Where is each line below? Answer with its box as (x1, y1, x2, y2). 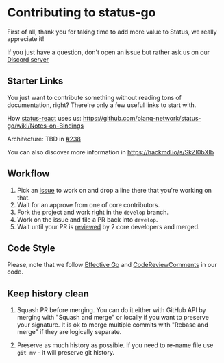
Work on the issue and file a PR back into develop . (16, 215, 158, 224)
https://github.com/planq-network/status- (83, 114, 201, 122)
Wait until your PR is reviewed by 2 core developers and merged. (16, 222, 200, 231)
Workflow (7, 168, 50, 180)
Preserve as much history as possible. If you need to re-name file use (16, 341, 214, 349)
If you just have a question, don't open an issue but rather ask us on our (7, 48, 210, 56)
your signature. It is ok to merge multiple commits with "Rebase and (16, 320, 209, 329)
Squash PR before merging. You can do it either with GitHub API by (16, 306, 206, 314)
